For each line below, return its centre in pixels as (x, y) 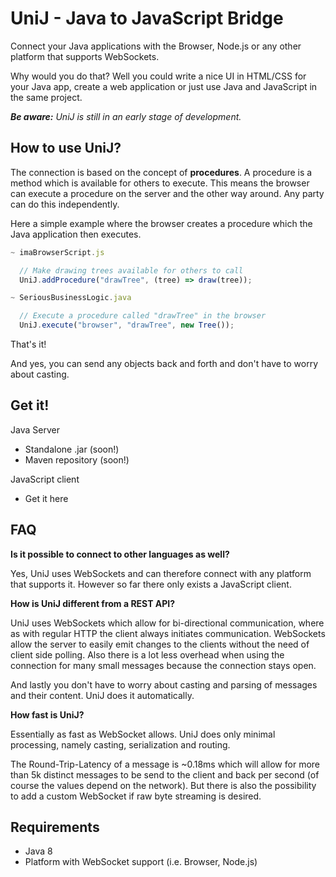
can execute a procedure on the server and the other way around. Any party (167, 193)
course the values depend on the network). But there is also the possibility (163, 785)
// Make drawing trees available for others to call (131, 270)
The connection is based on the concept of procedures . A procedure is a (161, 172)
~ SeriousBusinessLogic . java (71, 298)
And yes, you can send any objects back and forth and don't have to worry (164, 363)
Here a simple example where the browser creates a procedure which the (161, 223)
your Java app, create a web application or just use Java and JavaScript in (164, 86)
